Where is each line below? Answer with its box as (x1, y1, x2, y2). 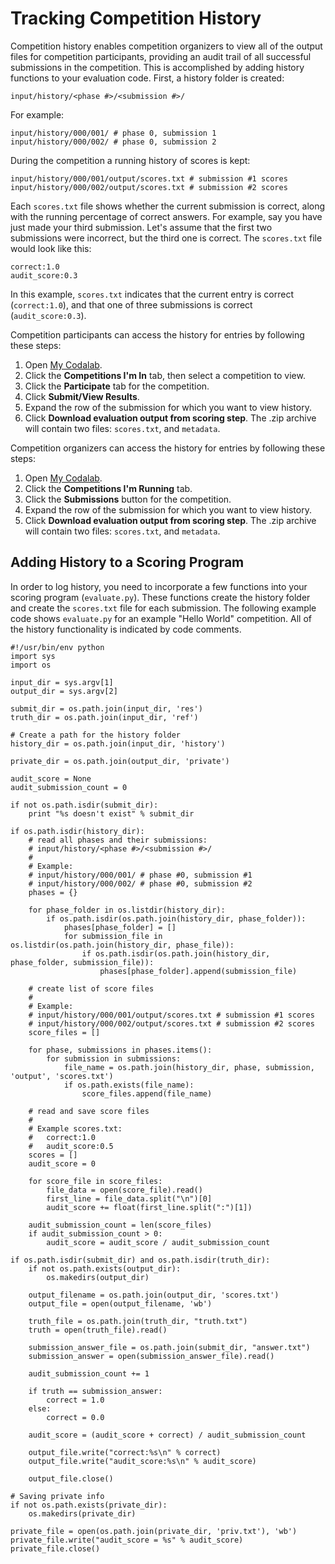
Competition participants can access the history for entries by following (10, 328, 305, 341)
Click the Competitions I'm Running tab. (24, 482, 193, 494)
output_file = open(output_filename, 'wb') (28, 1298, 213, 1309)
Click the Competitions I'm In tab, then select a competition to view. (24, 369, 306, 381)
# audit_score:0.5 (28, 1141, 114, 1151)
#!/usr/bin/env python (10, 642, 105, 652)
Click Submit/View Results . (24, 390, 140, 402)
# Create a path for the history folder (10, 730, 182, 740)
